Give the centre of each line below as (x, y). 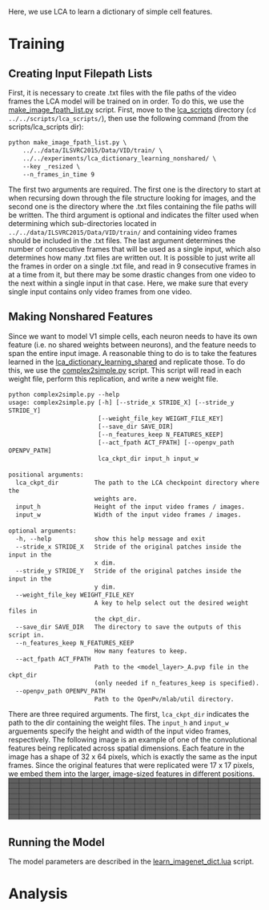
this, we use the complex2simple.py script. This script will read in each (125, 370)
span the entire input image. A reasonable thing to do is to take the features (133, 353)
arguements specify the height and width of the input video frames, (120, 731)
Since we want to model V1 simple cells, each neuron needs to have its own (133, 336)
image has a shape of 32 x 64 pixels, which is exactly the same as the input (133, 756)
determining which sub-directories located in (82, 223)
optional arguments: (43, 531)
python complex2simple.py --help (64, 394)
